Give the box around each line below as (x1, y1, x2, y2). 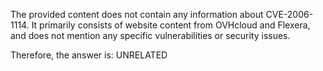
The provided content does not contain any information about (10, 9, 264, 20)
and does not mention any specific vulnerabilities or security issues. (10, 30, 291, 41)
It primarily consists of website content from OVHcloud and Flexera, (31, 19, 311, 31)
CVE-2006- (265, 9, 314, 20)
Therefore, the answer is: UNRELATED (10, 49, 168, 61)
